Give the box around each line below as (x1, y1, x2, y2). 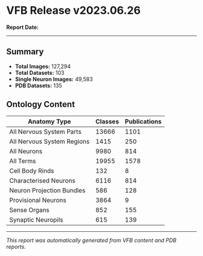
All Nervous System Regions (9, 137, 90, 145)
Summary (6, 46, 44, 57)
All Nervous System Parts (9, 127, 82, 136)
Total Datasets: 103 (14, 69, 65, 76)
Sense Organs (9, 205, 50, 214)
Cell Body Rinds (9, 166, 54, 175)
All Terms (9, 157, 36, 165)
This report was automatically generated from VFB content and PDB (6, 236, 177, 244)
